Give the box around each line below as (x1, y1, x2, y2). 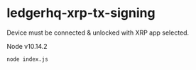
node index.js (6, 55, 49, 63)
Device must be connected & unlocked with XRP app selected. (6, 28, 190, 37)
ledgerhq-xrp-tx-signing (6, 5, 156, 21)
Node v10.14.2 (6, 42, 48, 50)
